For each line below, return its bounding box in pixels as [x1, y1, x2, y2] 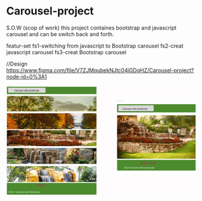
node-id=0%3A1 [6, 73, 47, 80]
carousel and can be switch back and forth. [6, 30, 115, 37]
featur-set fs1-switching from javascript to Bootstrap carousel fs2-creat [6, 42, 184, 49]
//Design [6, 60, 28, 67]
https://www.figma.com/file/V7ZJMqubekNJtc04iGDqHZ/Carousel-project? [6, 66, 194, 73]
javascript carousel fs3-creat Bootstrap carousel [6, 48, 127, 55]
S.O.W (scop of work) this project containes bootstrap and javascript [6, 24, 177, 31]
